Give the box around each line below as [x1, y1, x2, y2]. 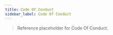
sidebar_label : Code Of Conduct [5, 12, 71, 17]
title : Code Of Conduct [5, 7, 54, 12]
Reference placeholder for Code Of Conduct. [17, 25, 109, 31]
